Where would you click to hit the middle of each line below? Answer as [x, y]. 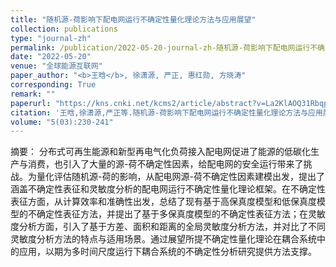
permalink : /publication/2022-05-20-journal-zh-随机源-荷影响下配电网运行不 [164, 47]
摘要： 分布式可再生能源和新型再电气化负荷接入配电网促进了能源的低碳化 [160, 152]
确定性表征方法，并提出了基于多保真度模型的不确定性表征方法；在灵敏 [181, 214]
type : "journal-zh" [51, 38]
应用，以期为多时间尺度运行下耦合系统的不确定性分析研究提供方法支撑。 [167, 252]
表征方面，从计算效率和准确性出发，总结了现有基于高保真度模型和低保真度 [163, 202]
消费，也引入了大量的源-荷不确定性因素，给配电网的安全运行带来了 [165, 164]
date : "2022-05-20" [51, 57]
